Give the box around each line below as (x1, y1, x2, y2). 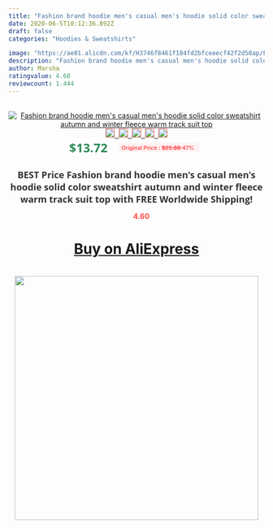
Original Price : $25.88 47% (121, 143, 195, 151)
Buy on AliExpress (73, 240, 200, 259)
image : (8, 50, 31, 58)
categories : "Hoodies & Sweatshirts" (8, 34, 136, 43)
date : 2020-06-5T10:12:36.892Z (8, 20, 115, 28)
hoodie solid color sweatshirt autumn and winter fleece (10, 180, 263, 194)
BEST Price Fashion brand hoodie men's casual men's (17, 168, 256, 181)
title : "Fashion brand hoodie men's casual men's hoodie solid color (8, 11, 249, 20)
